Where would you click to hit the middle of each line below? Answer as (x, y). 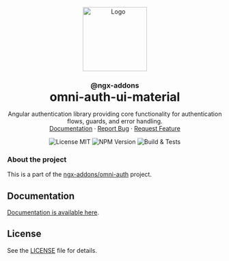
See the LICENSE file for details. (52, 250)
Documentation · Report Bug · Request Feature (115, 128)
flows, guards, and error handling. (115, 121)
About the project (37, 159)
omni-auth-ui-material (115, 97)
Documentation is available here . (53, 212)
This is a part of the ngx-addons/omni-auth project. (80, 175)
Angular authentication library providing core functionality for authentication (115, 114)
